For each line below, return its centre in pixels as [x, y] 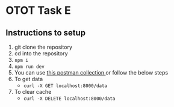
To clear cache [33, 92]
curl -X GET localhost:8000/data [65, 86]
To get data [29, 79]
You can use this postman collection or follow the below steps [91, 72]
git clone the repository [43, 47]
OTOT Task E [38, 11]
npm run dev [29, 67]
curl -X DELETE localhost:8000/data [69, 99]
